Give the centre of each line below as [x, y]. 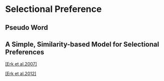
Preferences [25, 52]
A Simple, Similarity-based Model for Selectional [82, 44]
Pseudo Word [27, 28]
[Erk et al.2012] [21, 74]
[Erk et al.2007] [21, 64]
